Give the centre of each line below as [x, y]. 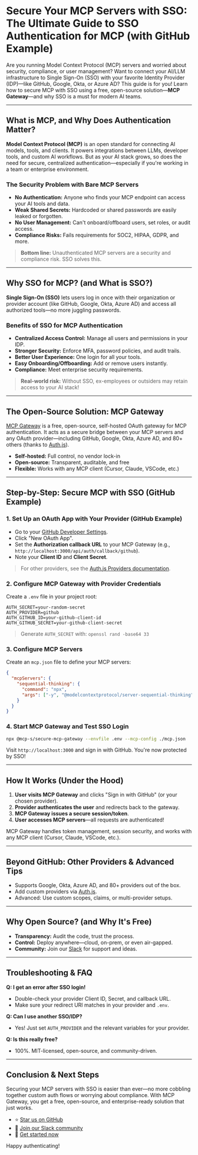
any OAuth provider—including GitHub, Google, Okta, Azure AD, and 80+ [94, 438]
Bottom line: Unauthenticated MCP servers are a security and [95, 253]
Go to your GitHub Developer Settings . [61, 532]
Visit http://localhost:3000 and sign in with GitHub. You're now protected [96, 750]
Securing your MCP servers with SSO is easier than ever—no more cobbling [98, 1089]
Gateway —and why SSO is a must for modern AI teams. [74, 96]
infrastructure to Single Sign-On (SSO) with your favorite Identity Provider [95, 77]
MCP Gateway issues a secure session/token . [72, 814]
